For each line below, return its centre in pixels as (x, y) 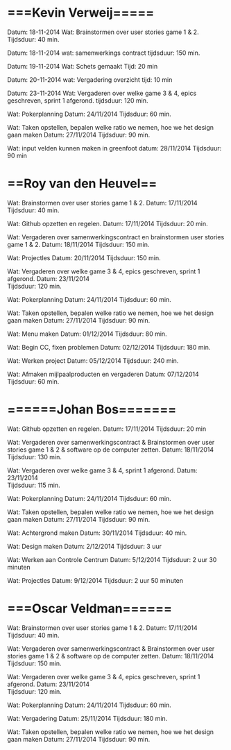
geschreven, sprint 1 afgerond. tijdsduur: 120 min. (78, 100)
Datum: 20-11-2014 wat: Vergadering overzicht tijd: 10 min (90, 79)
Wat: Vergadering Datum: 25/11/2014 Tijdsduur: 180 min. (87, 718)
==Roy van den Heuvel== (82, 184)
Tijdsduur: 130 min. (35, 457)
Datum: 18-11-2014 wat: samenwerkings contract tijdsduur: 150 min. (104, 53)
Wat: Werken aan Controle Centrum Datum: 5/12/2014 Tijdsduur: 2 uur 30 (112, 559)
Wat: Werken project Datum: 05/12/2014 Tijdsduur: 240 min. (93, 360)
